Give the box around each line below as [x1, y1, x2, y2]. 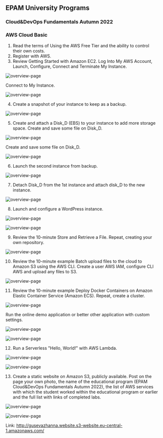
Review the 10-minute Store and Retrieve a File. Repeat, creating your [12, 234, 152, 240]
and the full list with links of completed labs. [12, 394, 102, 400]
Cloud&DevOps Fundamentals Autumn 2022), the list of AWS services [12, 383, 154, 389]
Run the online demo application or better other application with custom [5, 311, 150, 317]
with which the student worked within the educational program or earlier [12, 389, 158, 395]
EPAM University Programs [5, 4, 90, 12]
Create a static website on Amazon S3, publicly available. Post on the [12, 373, 152, 379]
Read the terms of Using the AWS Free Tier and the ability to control [12, 42, 149, 48]
